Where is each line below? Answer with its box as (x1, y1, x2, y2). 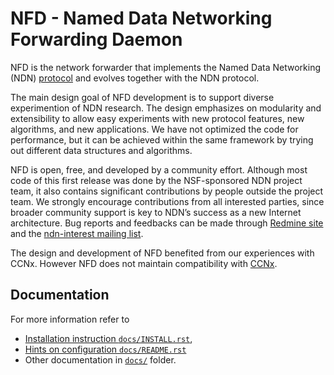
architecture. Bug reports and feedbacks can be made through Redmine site (10, 217, 324, 229)
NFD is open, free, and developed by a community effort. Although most (10, 163, 308, 176)
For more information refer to (10, 313, 130, 325)
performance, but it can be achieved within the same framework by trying (10, 133, 314, 146)
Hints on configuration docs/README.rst (24, 343, 187, 355)
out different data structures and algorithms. (10, 144, 193, 156)
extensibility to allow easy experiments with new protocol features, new (10, 112, 305, 124)
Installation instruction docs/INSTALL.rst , (24, 332, 193, 344)
